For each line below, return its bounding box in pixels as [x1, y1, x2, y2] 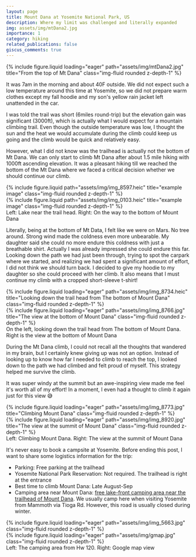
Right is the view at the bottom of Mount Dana [6, 331, 117, 339]
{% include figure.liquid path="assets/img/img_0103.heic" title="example [6, 196, 183, 203]
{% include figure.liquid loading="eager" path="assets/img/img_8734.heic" [6, 288, 188, 295]
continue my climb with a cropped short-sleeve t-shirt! [6, 276, 138, 283]
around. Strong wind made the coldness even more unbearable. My [6, 233, 169, 240]
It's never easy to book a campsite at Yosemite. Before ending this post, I [6, 446, 183, 453]
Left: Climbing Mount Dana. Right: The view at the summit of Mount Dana [6, 435, 183, 442]
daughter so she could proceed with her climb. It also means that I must [6, 270, 180, 277]
